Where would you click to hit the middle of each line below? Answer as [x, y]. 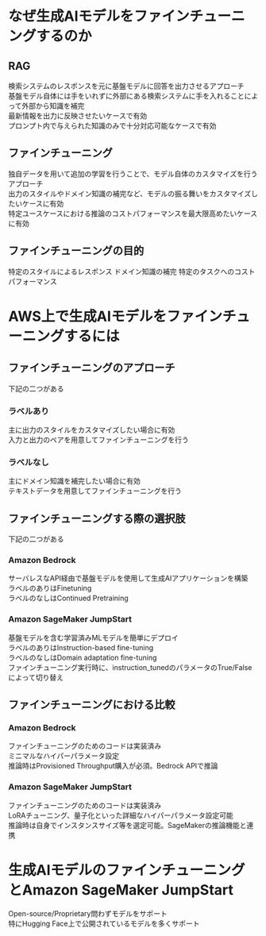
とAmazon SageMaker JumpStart [121, 890]
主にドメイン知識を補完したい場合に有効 [74, 481]
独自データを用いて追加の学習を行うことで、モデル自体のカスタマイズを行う [133, 173]
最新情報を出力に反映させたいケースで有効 [78, 116]
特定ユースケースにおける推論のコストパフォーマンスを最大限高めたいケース [133, 213]
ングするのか [50, 36]
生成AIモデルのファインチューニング [127, 870]
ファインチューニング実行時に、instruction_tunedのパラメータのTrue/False [130, 667]
